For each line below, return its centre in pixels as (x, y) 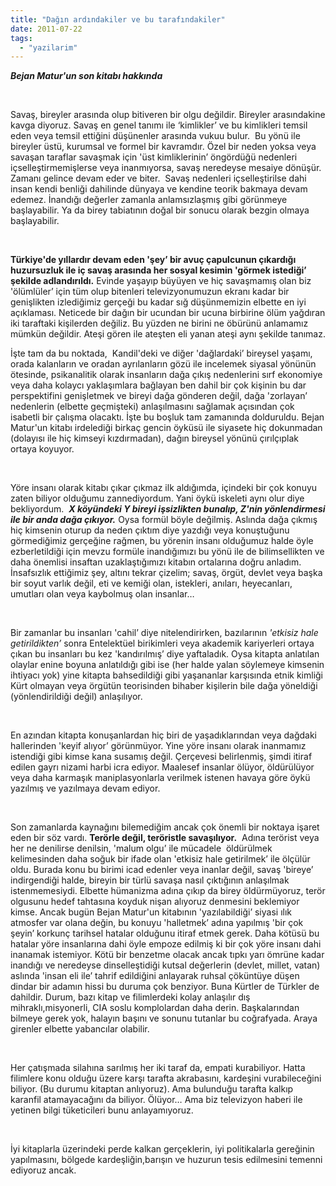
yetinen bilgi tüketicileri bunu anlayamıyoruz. (102, 1110)
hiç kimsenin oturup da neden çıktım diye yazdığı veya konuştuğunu (150, 530)
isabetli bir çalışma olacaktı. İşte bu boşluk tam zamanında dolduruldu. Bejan (167, 417)
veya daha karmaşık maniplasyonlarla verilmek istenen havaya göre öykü (160, 778)
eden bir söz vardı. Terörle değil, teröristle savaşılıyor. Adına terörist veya (165, 838)
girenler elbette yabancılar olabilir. (80, 1029)
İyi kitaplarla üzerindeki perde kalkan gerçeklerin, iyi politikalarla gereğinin (162, 1149)
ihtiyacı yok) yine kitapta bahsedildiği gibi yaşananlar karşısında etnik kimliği (167, 675)
